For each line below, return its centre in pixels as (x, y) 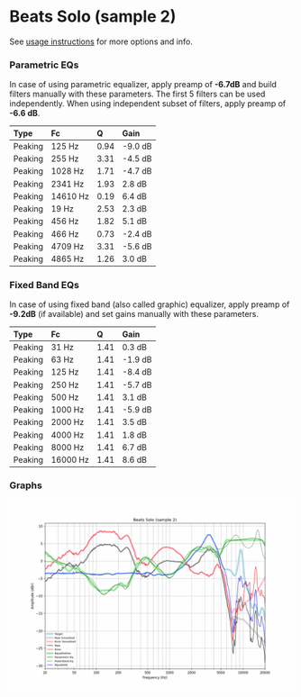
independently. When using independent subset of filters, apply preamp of (148, 104)
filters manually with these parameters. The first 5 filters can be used (137, 94)
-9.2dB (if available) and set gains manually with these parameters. (134, 314)
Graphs (26, 485)
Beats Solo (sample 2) (93, 17)
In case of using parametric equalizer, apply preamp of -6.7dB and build (143, 85)
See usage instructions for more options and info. (101, 41)
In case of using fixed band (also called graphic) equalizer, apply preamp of (150, 304)
